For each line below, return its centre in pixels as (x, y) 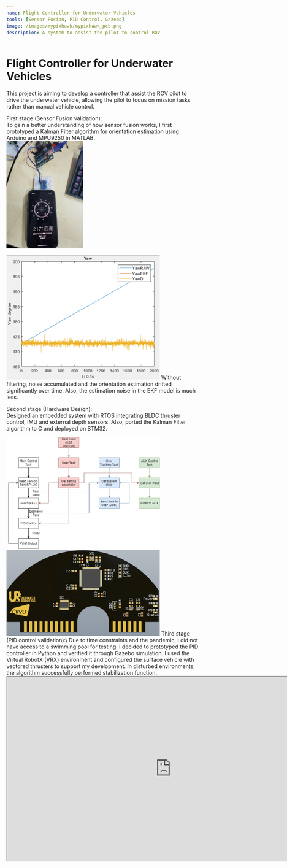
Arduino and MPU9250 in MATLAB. (51, 138)
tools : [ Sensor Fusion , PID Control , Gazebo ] (65, 19)
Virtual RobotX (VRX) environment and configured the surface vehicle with (100, 660)
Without (171, 378)
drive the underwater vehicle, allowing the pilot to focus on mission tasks (98, 100)
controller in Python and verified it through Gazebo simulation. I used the (98, 653)
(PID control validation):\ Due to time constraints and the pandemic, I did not (102, 640)
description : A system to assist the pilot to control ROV (83, 33)
